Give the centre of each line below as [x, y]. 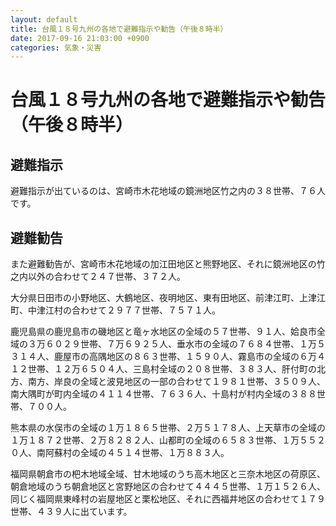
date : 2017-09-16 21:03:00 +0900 [80, 38]
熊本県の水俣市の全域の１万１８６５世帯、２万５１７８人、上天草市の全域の [168, 428]
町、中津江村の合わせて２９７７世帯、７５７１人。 [115, 310]
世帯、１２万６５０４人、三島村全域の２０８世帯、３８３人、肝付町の [172, 369]
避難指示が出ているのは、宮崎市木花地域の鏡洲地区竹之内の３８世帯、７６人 [168, 191]
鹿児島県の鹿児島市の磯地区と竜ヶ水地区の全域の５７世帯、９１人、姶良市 [163, 332]
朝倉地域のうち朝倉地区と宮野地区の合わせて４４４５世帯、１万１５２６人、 [168, 487]
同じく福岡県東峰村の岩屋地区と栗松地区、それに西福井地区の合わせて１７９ [168, 499]
